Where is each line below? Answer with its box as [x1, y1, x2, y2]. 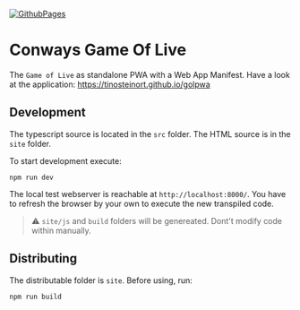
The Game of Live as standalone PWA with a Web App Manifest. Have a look [9, 69, 291, 80]
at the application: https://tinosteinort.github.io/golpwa [9, 79, 210, 90]
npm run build [9, 292, 63, 301]
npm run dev [9, 173, 54, 182]
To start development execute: [9, 155, 123, 166]
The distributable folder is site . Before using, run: [9, 274, 193, 286]
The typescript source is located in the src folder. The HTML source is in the [9, 128, 291, 139]
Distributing [9, 251, 78, 266]
